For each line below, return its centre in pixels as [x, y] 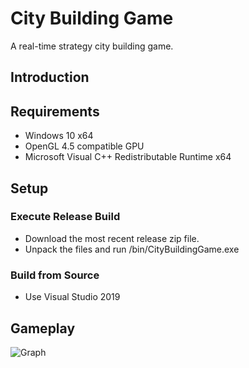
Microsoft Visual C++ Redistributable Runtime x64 [128, 157]
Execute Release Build [65, 217]
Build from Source [55, 275]
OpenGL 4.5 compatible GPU [84, 146]
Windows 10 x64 [59, 136]
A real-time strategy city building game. [92, 46]
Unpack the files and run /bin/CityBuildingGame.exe [132, 249]
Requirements [55, 111]
